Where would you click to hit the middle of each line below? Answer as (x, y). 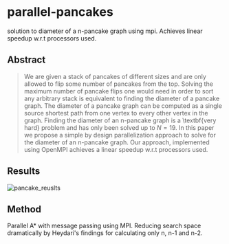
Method (24, 209)
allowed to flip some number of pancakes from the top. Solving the (118, 84)
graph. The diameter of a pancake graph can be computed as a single (123, 106)
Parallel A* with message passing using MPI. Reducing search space (104, 226)
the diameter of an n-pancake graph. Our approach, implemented (117, 142)
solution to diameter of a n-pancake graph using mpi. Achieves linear (105, 31)
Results (24, 171)
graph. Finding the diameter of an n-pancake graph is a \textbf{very (120, 120)
